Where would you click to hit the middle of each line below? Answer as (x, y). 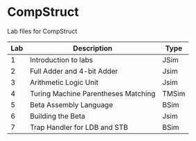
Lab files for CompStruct (42, 31)
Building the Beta (57, 116)
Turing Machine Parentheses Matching (93, 93)
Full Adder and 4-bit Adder (74, 71)
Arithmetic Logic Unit (64, 82)
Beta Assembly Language (72, 104)
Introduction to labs (62, 59)
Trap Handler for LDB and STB (79, 127)
